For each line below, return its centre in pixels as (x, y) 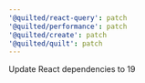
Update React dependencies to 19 (72, 69)
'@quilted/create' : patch (57, 35)
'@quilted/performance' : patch (68, 26)
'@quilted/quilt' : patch (56, 43)
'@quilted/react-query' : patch (68, 18)
